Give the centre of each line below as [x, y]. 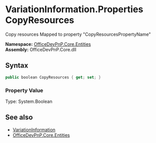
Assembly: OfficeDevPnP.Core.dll [41, 49]
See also [19, 117]
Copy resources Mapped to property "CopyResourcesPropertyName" [78, 34]
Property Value [24, 90]
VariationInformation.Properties [74, 9]
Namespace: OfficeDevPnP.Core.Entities [48, 44]
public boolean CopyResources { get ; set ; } [53, 77]
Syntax [17, 65]
